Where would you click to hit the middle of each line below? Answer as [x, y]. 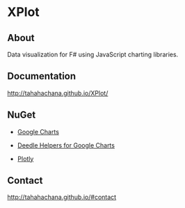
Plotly [25, 159]
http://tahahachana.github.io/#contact [62, 197]
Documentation [42, 76]
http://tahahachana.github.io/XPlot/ [58, 93]
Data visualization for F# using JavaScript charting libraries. [93, 54]
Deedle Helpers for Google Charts [66, 145]
